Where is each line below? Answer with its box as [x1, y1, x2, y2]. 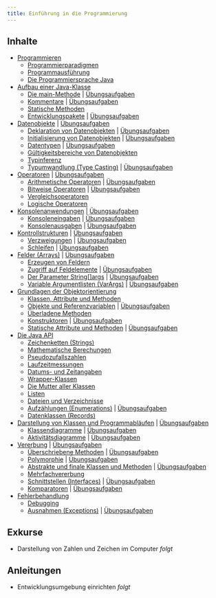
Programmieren [17, 54, 62, 62]
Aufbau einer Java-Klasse [17, 83, 91, 91]
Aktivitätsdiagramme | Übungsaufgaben [27, 434, 141, 442]
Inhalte [7, 36, 38, 47]
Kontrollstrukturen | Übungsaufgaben [17, 229, 123, 237]
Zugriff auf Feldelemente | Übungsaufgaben [27, 265, 153, 274]
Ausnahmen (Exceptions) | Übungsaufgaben [27, 507, 153, 515]
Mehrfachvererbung [27, 470, 85, 478]
